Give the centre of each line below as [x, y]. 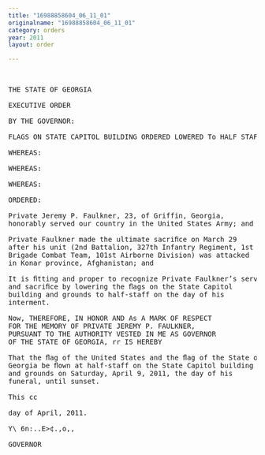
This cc [23, 397]
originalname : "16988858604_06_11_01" [72, 23]
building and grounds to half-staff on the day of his [116, 295]
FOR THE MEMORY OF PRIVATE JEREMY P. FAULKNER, [102, 326]
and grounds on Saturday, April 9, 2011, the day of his [121, 374]
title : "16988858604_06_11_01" [60, 15]
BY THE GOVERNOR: [41, 121]
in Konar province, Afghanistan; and [81, 263]
